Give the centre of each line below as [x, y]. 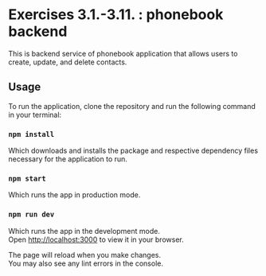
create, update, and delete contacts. [68, 62]
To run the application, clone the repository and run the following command [132, 106]
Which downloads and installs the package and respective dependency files [133, 151]
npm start [27, 178]
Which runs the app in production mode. [74, 195]
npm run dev [31, 215]
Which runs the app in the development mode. [84, 231]
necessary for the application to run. [68, 159]
